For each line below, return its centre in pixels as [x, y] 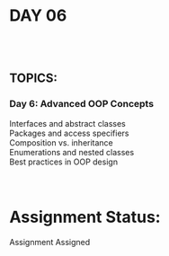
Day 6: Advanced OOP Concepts [82, 104]
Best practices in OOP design [64, 162]
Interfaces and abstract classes [67, 123]
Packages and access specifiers [69, 133]
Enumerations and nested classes [72, 152]
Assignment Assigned [50, 242]
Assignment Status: [85, 217]
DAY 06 [38, 16]
